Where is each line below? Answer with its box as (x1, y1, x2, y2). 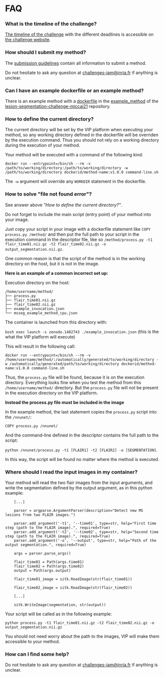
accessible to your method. (5, 638, 60, 644)
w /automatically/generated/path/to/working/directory (5, 361, 119, 366)
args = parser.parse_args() (14, 551, 71, 556)
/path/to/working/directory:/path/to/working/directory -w (5, 166, 128, 170)
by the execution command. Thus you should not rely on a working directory (5, 137, 159, 143)
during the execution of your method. (5, 143, 80, 148)
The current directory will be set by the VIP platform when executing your (5, 127, 153, 133)
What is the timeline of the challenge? (5, 21, 97, 27)
